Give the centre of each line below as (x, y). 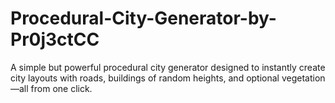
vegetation (303, 78)
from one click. (61, 88)
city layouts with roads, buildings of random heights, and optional (145, 78)
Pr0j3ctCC (55, 39)
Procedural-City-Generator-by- (143, 18)
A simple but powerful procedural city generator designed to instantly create (168, 67)
